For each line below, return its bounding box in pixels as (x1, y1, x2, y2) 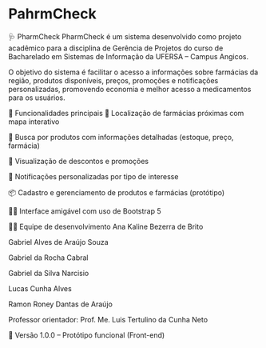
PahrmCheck (8, 5, 97, 23)
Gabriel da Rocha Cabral (8, 253, 89, 262)
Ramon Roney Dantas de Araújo (8, 299, 113, 309)
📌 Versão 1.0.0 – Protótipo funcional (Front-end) (8, 330, 165, 340)
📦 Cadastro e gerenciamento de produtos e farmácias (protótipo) (8, 187, 225, 197)
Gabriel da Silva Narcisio (8, 268, 89, 278)
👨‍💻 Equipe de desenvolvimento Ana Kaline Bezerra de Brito (8, 222, 204, 231)
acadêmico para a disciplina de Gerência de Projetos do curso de (8, 43, 224, 53)
